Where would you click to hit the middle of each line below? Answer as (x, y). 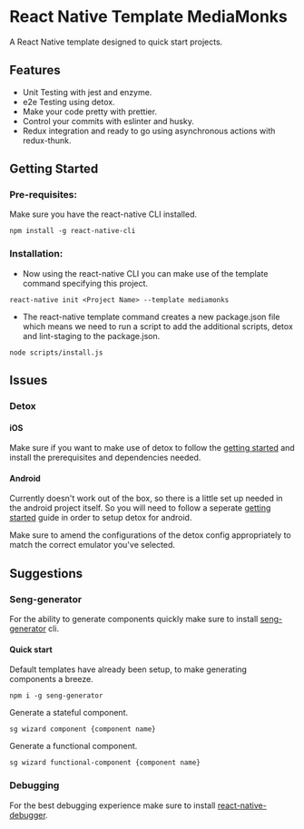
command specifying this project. (85, 283)
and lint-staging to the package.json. (91, 336)
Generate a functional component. (74, 746)
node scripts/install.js (56, 352)
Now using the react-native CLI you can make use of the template (145, 273)
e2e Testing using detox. (69, 102)
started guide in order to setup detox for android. (101, 518)
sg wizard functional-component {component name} (105, 763)
